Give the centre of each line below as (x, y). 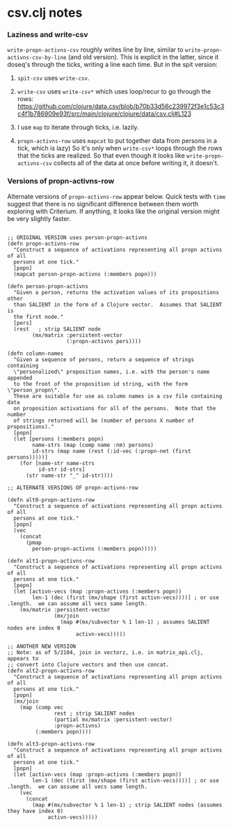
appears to (23, 658)
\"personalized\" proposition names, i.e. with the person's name (112, 372)
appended (20, 378)
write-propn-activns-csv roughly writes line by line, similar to (95, 50)
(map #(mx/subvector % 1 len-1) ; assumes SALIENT (135, 622)
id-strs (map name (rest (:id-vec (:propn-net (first (112, 451)
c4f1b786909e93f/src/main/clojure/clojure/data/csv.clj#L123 (104, 114)
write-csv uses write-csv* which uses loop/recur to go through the (114, 91)
